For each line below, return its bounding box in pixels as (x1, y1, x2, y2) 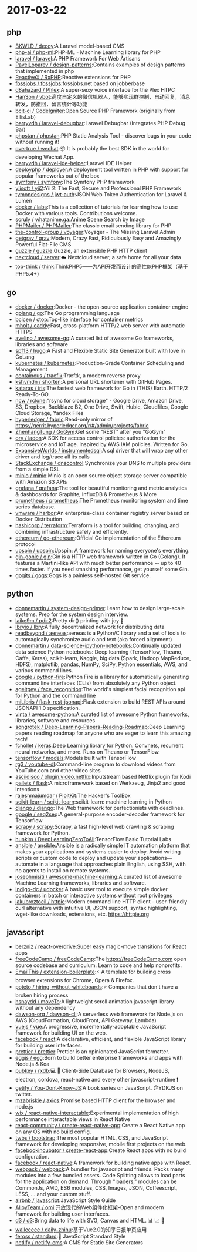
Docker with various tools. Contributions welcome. (15, 210, 137, 216)
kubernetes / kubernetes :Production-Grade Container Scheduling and (15, 359, 184, 366)
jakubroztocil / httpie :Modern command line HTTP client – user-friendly (15, 898, 188, 905)
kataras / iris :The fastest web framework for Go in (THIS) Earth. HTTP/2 (15, 384, 188, 391)
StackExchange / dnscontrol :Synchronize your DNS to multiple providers (15, 459, 191, 466)
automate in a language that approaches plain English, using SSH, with (15, 861, 186, 868)
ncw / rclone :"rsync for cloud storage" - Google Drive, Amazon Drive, (15, 397, 184, 404)
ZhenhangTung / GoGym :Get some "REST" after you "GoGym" (15, 428, 166, 435)
